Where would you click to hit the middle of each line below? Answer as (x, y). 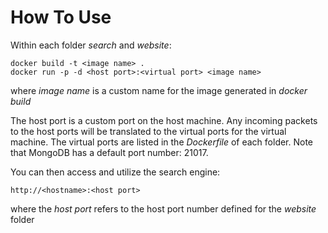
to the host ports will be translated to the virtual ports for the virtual (148, 131)
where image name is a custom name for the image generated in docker (159, 90)
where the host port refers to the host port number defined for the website (163, 208)
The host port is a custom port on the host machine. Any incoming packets (164, 120)
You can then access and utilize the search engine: (115, 172)
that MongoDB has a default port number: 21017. (109, 152)
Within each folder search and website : (91, 45)
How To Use (61, 17)
